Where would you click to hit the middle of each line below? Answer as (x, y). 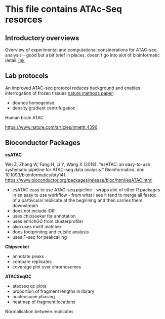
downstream (25, 205)
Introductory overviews (42, 38)
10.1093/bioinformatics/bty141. (36, 175)
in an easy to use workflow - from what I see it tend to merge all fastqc (84, 195)
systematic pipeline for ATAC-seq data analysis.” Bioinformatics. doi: (75, 169)
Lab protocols (27, 76)
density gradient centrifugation (44, 108)
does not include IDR (34, 211)
